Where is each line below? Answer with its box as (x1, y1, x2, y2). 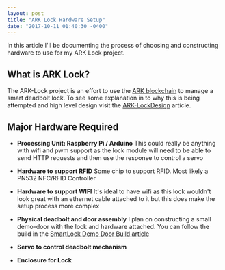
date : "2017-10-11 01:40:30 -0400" (7, 23, 109, 29)
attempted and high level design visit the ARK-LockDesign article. (7, 101, 191, 109)
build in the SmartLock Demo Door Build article (16, 230, 150, 238)
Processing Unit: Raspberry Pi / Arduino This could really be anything (16, 139, 216, 147)
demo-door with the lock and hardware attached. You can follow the (16, 223, 210, 230)
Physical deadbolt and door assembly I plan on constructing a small (16, 215, 211, 223)
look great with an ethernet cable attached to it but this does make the (16, 195, 215, 202)
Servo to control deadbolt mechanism (16, 243, 127, 251)
